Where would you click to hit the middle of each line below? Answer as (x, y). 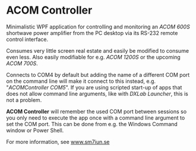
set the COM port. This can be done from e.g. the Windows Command (92, 124)
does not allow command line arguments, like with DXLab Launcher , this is (97, 94)
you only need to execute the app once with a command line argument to (96, 118)
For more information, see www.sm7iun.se (58, 142)
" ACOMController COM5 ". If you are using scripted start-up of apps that (94, 87)
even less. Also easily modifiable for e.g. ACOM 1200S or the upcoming (94, 57)
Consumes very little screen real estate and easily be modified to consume (97, 50)
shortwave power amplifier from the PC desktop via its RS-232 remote (92, 33)
